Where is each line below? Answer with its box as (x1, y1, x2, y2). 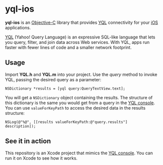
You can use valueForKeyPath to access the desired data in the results (5, 105, 145, 110)
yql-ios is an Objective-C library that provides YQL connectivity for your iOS (5, 19, 159, 25)
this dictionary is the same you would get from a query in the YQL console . (5, 100, 155, 106)
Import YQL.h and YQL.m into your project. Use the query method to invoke (5, 72, 158, 77)
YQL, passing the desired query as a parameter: (5, 76, 102, 82)
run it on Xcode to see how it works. (5, 155, 78, 161)
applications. (5, 24, 31, 30)
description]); (5, 124, 36, 128)
